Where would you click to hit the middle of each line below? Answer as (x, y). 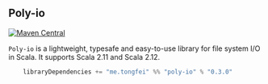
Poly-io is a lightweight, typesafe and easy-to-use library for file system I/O (134, 48)
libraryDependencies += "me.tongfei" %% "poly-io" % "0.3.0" (128, 72)
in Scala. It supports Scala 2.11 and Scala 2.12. (84, 57)
